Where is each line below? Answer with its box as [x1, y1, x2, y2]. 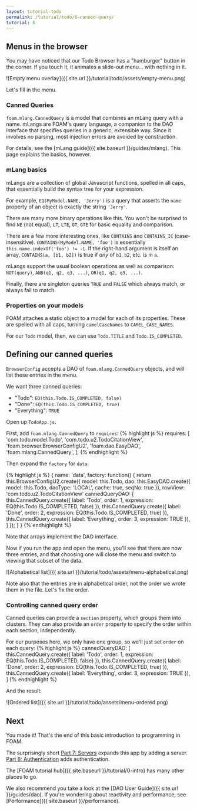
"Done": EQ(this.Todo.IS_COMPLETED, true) [14, 400, 120, 407]
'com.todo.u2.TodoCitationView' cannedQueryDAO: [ [6, 490, 134, 497]
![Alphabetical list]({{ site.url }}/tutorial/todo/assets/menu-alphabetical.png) [6, 568, 189, 576]
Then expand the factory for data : [6, 460, 89, 467]
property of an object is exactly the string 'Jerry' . [6, 203, 128, 210]
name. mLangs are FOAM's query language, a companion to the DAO [6, 120, 173, 128]
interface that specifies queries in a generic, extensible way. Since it [6, 127, 172, 134]
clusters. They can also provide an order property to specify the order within [6, 620, 192, 628]
